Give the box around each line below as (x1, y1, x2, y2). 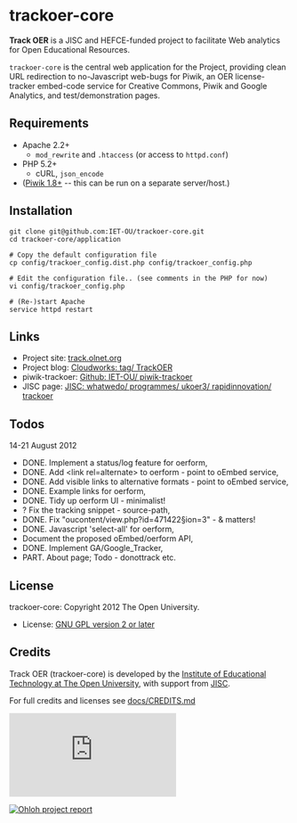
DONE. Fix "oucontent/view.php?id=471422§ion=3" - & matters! (21, 514, 256, 525)
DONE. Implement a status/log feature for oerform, (21, 457, 208, 468)
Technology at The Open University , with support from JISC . (9, 678, 231, 688)
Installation (9, 203, 73, 218)
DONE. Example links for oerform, (21, 486, 147, 497)
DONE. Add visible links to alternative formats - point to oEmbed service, (21, 476, 289, 487)
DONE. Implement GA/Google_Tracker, (21, 543, 164, 554)
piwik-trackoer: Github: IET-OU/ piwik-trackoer (21, 372, 193, 383)
